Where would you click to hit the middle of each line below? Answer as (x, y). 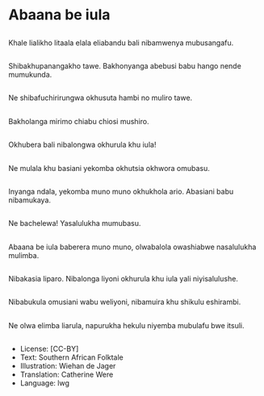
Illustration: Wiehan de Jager (68, 366)
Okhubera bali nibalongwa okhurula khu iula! (82, 145)
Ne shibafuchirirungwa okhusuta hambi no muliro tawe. (101, 98)
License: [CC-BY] (49, 349)
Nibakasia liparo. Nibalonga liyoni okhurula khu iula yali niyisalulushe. (123, 279)
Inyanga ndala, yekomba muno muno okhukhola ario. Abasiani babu (121, 191)
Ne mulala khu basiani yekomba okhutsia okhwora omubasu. (109, 168)
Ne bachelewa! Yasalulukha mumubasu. (75, 223)
